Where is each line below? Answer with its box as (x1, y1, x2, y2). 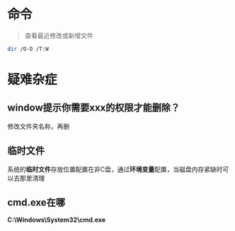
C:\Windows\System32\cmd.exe (7, 215, 106, 224)
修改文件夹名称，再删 (7, 122, 69, 130)
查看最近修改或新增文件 (24, 31, 93, 40)
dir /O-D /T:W (7, 45, 50, 52)
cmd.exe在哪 (7, 196, 66, 209)
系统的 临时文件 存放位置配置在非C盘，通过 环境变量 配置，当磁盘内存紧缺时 (7, 164, 223, 174)
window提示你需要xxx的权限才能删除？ (7, 102, 180, 114)
